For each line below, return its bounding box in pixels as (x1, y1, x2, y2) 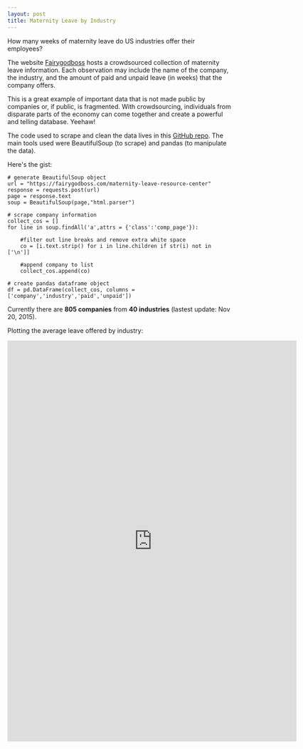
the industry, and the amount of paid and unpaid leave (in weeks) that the (7, 73, 223, 82)
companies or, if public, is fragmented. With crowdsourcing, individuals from (7, 102, 231, 110)
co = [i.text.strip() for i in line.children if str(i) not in (20, 242, 212, 249)
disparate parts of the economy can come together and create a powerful (7, 110, 223, 118)
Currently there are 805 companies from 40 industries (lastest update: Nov (7, 304, 230, 314)
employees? (7, 44, 43, 53)
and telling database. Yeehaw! (7, 117, 96, 125)
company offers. (7, 81, 55, 89)
